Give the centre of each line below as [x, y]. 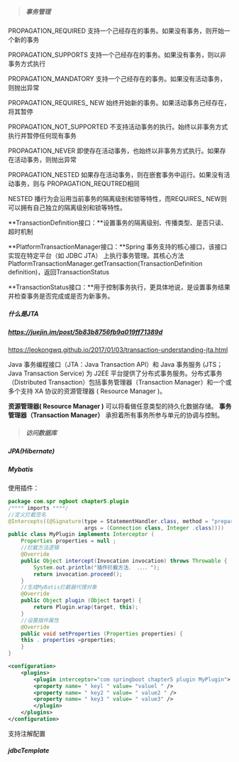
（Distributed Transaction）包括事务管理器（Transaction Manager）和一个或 [120, 382]
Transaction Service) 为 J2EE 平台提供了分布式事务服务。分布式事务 [123, 373]
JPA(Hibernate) [32, 451]
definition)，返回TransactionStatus [59, 272]
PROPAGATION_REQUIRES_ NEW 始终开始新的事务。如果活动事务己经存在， [119, 102]
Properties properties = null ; [68, 541]
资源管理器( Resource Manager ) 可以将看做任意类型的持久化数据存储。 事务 [120, 407]
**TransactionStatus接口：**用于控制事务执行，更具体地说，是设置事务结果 [119, 287]
